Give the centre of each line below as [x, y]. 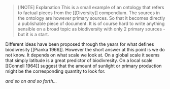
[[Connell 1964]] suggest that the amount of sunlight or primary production [83, 66]
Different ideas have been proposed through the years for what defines [80, 44]
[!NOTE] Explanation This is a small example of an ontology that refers [91, 7]
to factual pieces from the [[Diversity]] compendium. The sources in [89, 13]
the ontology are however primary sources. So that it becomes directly [91, 18]
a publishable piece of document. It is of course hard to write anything [91, 23]
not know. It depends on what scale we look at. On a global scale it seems [82, 55]
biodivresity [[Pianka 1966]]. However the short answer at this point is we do [85, 50]
